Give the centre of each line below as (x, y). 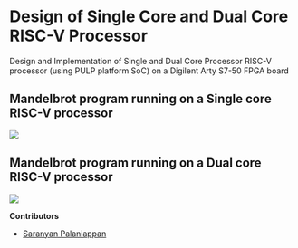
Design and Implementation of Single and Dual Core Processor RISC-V (140, 61)
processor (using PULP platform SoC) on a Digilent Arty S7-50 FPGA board (149, 71)
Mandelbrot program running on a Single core (140, 99)
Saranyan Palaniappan (64, 234)
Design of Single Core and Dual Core (149, 17)
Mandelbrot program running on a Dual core (135, 163)
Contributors (34, 215)
